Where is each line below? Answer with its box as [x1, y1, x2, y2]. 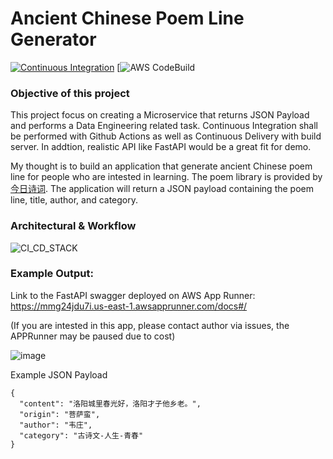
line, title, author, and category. [10, 194, 139, 206]
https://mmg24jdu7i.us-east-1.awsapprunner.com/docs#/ [10, 300, 248, 312]
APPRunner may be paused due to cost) [10, 330, 176, 342]
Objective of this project [10, 86, 130, 100]
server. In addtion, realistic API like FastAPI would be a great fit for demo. [10, 141, 312, 153]
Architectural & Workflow [10, 219, 137, 233]
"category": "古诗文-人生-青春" [19, 430, 144, 441]
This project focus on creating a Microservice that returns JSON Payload [10, 109, 310, 121]
